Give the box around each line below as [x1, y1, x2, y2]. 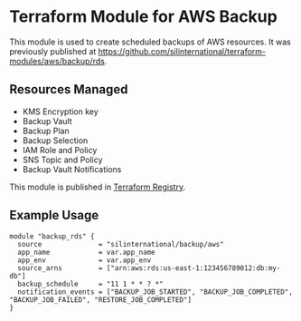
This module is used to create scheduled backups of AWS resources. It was [9, 36, 291, 47]
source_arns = [17, 263, 103, 273]
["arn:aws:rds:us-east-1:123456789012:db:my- [106, 263, 281, 273]
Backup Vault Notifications [22, 163, 122, 174]
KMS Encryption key [22, 106, 99, 117]
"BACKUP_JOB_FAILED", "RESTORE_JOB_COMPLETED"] [9, 295, 193, 305]
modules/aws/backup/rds [9, 55, 106, 66]
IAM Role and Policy [22, 144, 98, 155]
